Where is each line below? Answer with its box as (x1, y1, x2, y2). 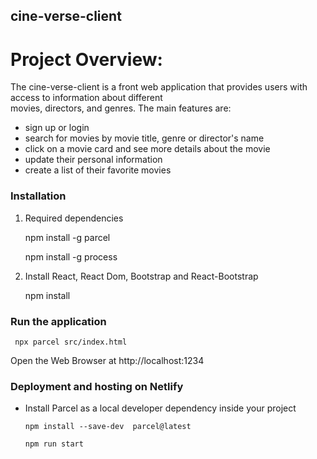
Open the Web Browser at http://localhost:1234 (10, 354, 205, 366)
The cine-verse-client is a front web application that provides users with (10, 81, 308, 93)
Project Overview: (10, 48, 163, 71)
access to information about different (10, 92, 163, 104)
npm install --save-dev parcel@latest (24, 422, 192, 432)
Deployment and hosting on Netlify (10, 379, 184, 393)
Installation (10, 189, 67, 203)
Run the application (10, 314, 107, 328)
